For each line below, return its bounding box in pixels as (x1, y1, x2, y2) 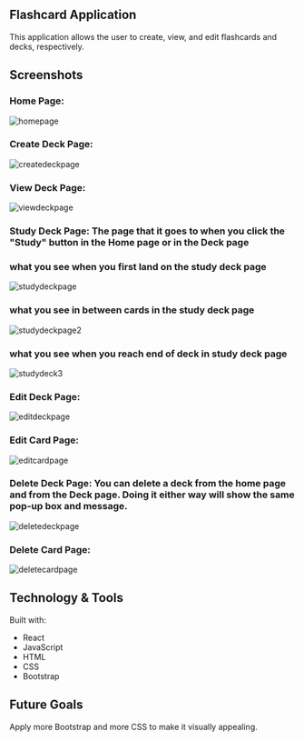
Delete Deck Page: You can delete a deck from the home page (9, 477, 287, 490)
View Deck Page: (9, 181, 86, 194)
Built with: (9, 614, 47, 626)
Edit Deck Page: (9, 390, 81, 403)
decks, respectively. (9, 41, 84, 52)
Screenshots (9, 67, 83, 83)
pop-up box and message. (9, 500, 128, 513)
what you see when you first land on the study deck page (9, 260, 267, 273)
